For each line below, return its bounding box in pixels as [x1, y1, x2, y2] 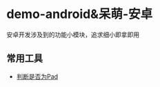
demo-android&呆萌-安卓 [6, 6, 153, 22]
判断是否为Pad [16, 72, 59, 80]
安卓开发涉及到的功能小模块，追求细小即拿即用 [6, 30, 139, 39]
